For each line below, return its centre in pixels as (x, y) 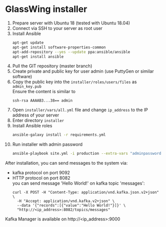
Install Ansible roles (32, 126)
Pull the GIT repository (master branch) (52, 66)
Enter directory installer (38, 120)
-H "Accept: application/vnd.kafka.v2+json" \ (66, 201)
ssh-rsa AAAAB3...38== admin (42, 101)
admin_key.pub (27, 87)
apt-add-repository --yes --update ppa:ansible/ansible (71, 52)
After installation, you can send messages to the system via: (66, 163)
